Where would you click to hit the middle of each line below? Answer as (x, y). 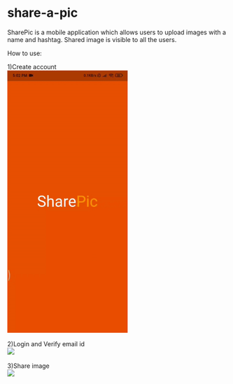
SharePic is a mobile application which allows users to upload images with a (116, 32)
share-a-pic (43, 13)
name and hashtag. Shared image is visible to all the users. (92, 39)
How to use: (24, 53)
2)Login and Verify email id (46, 343)
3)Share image (29, 366)
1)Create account (32, 66)
